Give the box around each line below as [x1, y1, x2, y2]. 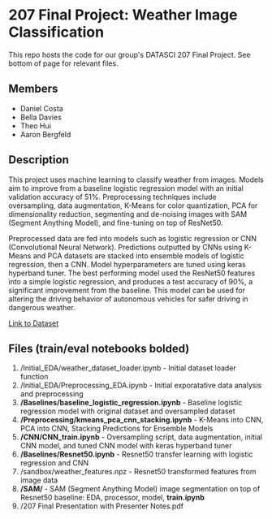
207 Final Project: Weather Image [8, 6, 238, 24]
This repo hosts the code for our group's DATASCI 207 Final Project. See [8, 50, 251, 59]
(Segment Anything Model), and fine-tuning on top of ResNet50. [8, 218, 223, 227]
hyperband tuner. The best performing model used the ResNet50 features [8, 268, 256, 278]
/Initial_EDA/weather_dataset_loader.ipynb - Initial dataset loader [19, 363, 237, 373]
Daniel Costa [19, 103, 63, 113]
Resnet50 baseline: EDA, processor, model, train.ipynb [19, 493, 205, 503]
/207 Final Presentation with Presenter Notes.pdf [19, 501, 184, 511]
